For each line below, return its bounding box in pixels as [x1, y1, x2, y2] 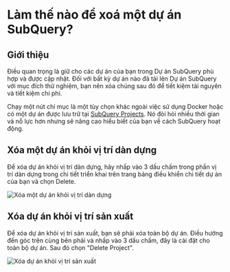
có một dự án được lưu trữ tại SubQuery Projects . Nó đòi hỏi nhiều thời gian [7, 110, 220, 118]
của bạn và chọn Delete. [7, 177, 76, 185]
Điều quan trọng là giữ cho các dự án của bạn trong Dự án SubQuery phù [7, 67, 214, 75]
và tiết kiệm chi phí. [7, 90, 62, 97]
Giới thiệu [7, 49, 49, 61]
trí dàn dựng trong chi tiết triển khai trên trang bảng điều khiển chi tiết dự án [7, 169, 222, 178]
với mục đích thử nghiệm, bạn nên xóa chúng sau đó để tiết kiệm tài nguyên [7, 82, 222, 90]
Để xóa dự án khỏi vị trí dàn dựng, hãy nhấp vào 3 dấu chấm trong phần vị [7, 163, 217, 171]
